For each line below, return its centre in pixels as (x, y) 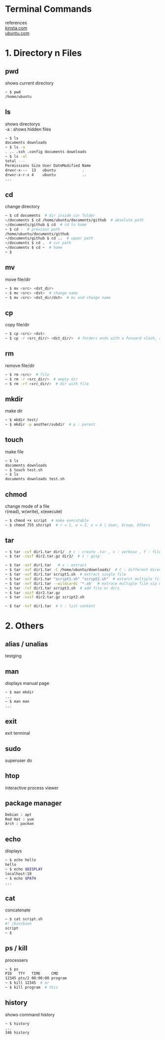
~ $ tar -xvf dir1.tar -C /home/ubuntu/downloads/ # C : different (77, 570)
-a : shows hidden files (28, 129)
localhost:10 (18, 874)
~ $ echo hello (21, 860)
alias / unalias (27, 644)
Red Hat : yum (20, 819)
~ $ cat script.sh (24, 919)
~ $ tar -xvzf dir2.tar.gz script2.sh (45, 597)
